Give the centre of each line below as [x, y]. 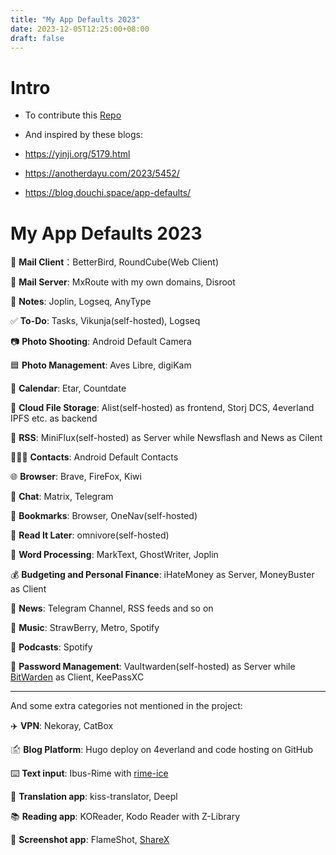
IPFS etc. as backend [54, 418]
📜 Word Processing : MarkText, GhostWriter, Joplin [114, 555]
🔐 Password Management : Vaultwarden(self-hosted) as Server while [153, 667]
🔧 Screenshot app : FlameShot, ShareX [90, 840]
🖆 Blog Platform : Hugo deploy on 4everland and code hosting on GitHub [162, 750]
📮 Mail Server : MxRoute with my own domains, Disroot [123, 282]
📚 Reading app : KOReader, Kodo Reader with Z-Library [125, 817]
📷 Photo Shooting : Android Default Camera [101, 342]
